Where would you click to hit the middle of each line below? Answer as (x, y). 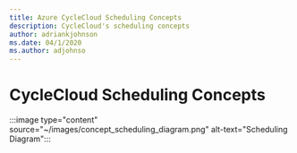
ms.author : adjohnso (48, 51)
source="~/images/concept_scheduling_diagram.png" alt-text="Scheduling (148, 130)
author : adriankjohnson (54, 34)
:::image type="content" (54, 120)
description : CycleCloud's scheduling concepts (100, 26)
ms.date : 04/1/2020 (46, 42)
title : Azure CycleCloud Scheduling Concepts (95, 17)
